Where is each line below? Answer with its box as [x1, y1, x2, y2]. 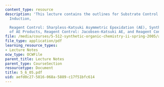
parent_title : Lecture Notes [5, 56, 64, 61]
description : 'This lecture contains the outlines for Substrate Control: [5, 12, 161, 17]
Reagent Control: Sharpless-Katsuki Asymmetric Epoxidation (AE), [9, 25, 147, 30]
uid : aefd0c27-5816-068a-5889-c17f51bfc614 [5, 75, 95, 80]
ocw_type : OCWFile [5, 52, 42, 57]
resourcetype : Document [5, 66, 54, 70]
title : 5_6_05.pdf [5, 70, 42, 75]
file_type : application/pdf [5, 38, 62, 44]
